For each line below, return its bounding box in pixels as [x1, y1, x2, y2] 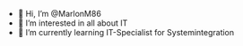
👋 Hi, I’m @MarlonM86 [17, 9, 101, 19]
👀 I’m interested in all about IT [17, 18, 128, 28]
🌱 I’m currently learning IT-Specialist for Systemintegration [17, 27, 235, 37]
